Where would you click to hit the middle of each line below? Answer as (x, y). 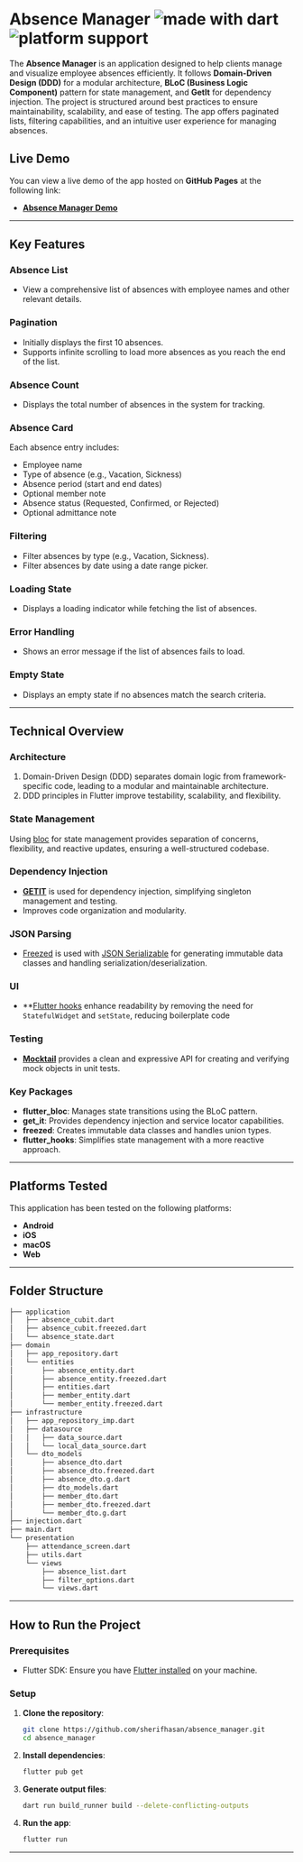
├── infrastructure (46, 1413)
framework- (265, 776)
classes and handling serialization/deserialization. (115, 963)
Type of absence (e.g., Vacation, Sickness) (102, 474)
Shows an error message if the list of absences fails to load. (133, 651)
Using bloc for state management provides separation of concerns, (134, 839)
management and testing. (70, 901)
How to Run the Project (75, 1624)
